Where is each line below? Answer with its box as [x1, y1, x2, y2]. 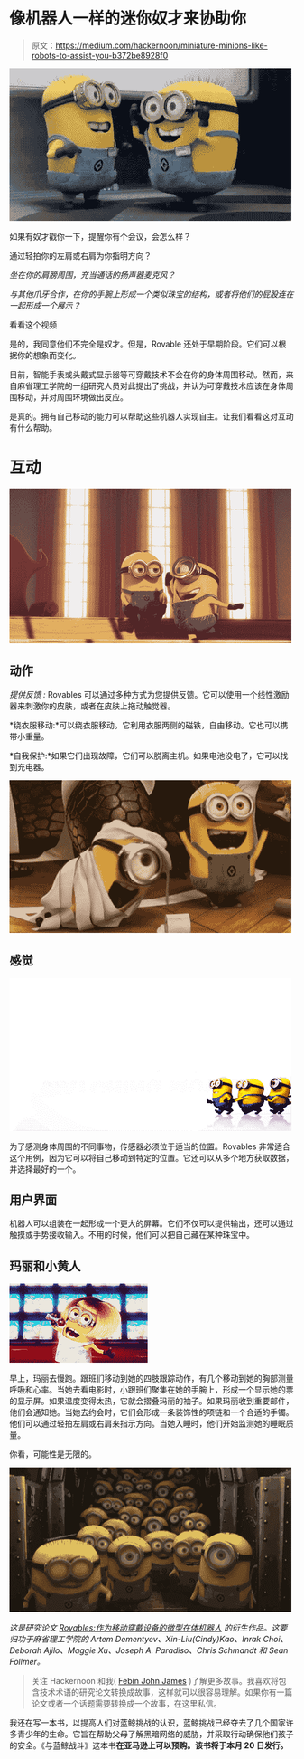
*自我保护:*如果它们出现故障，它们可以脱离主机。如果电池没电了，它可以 [9, 750, 281, 761]
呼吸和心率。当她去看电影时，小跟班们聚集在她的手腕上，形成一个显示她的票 [9, 1384, 294, 1395]
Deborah [9, 1645, 42, 1656]
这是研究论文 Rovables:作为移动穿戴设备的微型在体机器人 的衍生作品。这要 [9, 1622, 288, 1633]
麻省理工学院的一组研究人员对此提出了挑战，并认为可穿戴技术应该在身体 [16, 380, 286, 391]
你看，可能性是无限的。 [9, 1449, 97, 1459]
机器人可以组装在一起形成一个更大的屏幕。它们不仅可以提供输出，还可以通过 [9, 1218, 294, 1229]
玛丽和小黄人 [9, 1259, 81, 1274]
